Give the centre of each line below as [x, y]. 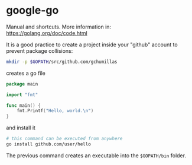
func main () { [24, 105]
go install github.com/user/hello [49, 144]
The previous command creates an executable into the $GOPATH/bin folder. [96, 156]
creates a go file [26, 73]
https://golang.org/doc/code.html [47, 33]
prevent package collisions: [40, 50]
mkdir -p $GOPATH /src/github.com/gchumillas [62, 62]
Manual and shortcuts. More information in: [58, 27]
